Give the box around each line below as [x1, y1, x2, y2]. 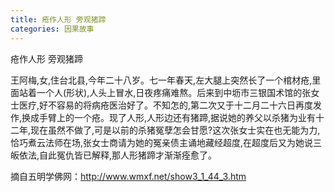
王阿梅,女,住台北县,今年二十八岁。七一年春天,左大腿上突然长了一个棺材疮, [10, 74, 313, 86]
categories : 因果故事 [10, 24, 95, 34]
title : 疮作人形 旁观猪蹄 [10, 14, 107, 25]
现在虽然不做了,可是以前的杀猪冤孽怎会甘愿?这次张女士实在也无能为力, [30, 124, 321, 136]
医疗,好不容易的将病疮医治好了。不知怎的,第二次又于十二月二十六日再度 [18, 99, 314, 111]
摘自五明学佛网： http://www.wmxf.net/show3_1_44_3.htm [10, 170, 247, 182]
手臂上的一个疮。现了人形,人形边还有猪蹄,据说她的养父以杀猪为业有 [39, 111, 317, 123]
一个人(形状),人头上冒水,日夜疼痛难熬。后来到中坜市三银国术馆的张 [36, 86, 312, 98]
